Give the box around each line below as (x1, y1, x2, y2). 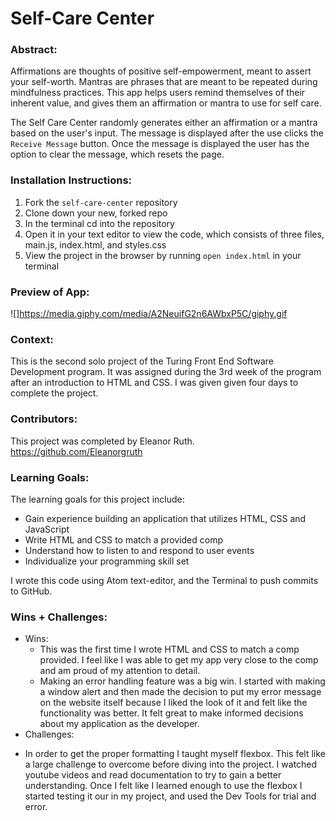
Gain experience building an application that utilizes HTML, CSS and (24, 512, 307, 524)
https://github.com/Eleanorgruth (10, 445, 143, 457)
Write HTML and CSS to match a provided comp (24, 533, 223, 546)
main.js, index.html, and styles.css (24, 238, 167, 251)
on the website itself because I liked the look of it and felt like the (39, 697, 308, 709)
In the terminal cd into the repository (24, 217, 175, 229)
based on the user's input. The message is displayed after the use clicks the (10, 127, 324, 139)
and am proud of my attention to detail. (39, 665, 201, 677)
